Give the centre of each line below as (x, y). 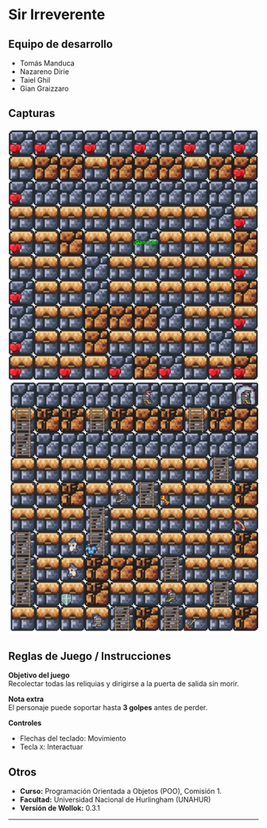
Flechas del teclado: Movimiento (73, 739)
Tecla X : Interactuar (51, 747)
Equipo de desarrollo (61, 44)
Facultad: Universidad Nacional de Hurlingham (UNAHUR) (115, 800)
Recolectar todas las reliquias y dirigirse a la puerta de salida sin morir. (124, 684)
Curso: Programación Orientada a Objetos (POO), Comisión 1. (121, 791)
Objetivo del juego (39, 675)
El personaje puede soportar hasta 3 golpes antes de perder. (108, 708)
